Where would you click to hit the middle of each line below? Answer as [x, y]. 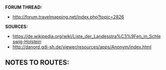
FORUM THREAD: [24, 7]
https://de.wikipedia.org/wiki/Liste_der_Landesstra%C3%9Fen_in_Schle [86, 36]
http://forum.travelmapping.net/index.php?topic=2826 [68, 17]
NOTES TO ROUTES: [37, 63]
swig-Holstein [27, 41]
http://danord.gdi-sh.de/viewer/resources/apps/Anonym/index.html [82, 47]
